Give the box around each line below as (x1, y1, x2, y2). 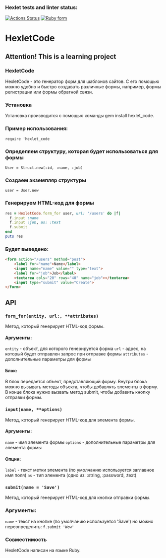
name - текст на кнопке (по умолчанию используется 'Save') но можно (5, 518, 154, 524)
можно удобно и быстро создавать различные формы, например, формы (5, 84, 161, 90)
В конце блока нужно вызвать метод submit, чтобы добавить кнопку (5, 389, 151, 395)
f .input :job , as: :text (9, 220, 61, 225)
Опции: (5, 456, 21, 462)
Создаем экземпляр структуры (5, 177, 87, 184)
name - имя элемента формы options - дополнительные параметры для (5, 439, 155, 445)
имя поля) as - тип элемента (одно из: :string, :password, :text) (5, 472, 137, 478)
